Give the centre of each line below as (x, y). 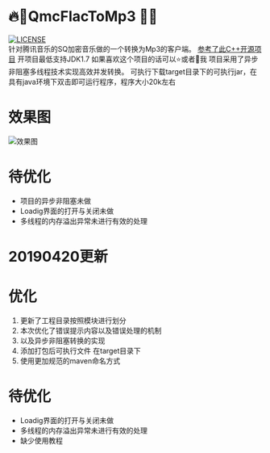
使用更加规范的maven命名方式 (70, 361)
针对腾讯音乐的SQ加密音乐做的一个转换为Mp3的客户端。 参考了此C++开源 (132, 48)
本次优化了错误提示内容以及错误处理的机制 (91, 330)
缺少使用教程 (41, 440)
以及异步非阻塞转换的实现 (62, 340)
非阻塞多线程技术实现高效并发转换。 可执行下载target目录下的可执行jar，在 (133, 71)
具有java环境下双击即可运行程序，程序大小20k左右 (92, 82)
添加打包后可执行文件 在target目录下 (80, 350)
